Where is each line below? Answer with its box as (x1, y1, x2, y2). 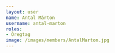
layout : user (5, 9, 39, 15)
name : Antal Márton (5, 15, 55, 21)
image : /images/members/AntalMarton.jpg (5, 37, 110, 43)
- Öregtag (5, 32, 31, 38)
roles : (5, 26, 23, 32)
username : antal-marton (5, 20, 66, 26)
